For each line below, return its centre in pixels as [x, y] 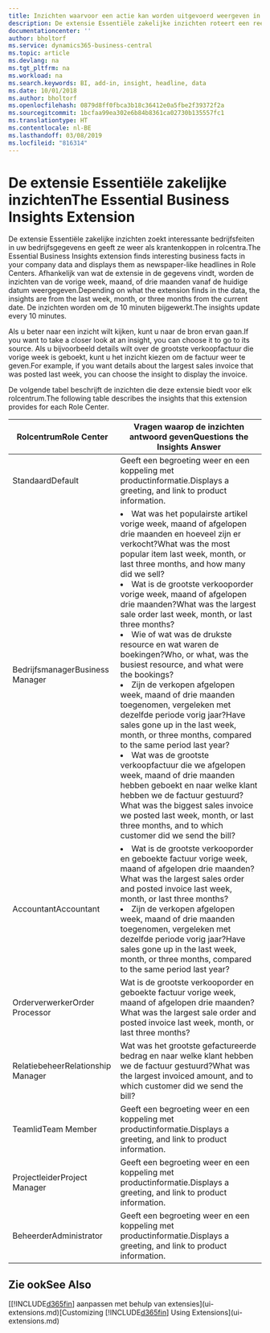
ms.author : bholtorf [43, 98]
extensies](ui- [191, 1304]
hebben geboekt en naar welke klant [189, 785]
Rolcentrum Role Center [62, 437]
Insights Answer [188, 447]
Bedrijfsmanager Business [61, 670]
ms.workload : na [35, 76]
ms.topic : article [39, 53]
